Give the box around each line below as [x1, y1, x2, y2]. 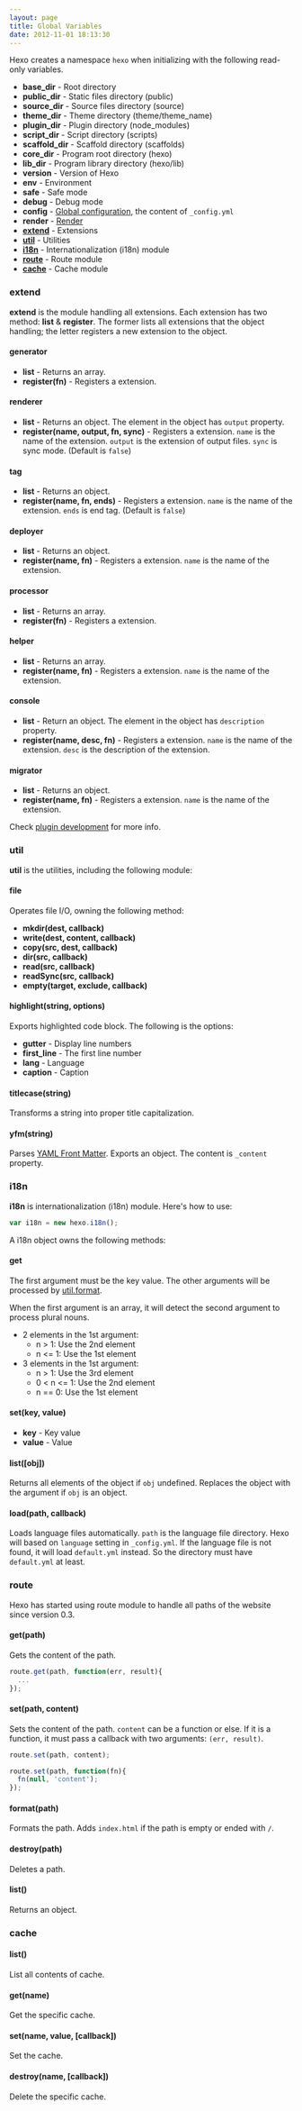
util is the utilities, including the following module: [9, 864, 193, 875]
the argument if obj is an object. [9, 1488, 128, 1498]
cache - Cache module [22, 263, 109, 275]
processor [9, 586, 49, 596]
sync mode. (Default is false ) [22, 445, 132, 456]
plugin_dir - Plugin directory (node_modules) [22, 120, 191, 131]
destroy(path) [9, 1843, 63, 1854]
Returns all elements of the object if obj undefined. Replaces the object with [9, 1478, 290, 1488]
